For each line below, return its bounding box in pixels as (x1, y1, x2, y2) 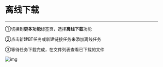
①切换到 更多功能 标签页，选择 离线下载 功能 (5, 26, 92, 32)
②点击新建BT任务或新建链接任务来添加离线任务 (5, 36, 101, 42)
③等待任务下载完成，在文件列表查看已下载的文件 (5, 47, 105, 52)
